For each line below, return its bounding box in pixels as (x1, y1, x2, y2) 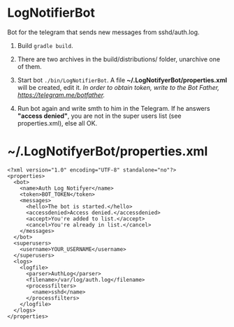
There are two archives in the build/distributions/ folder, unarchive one (17, 54, 221, 63)
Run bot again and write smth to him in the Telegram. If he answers (17, 104, 211, 112)
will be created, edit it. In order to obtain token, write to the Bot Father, (17, 83, 220, 91)
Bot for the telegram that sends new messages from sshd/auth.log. (7, 28, 200, 36)
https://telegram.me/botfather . (17, 91, 105, 99)
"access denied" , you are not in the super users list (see (17, 112, 182, 120)
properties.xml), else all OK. (17, 119, 98, 127)
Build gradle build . (17, 41, 73, 50)
